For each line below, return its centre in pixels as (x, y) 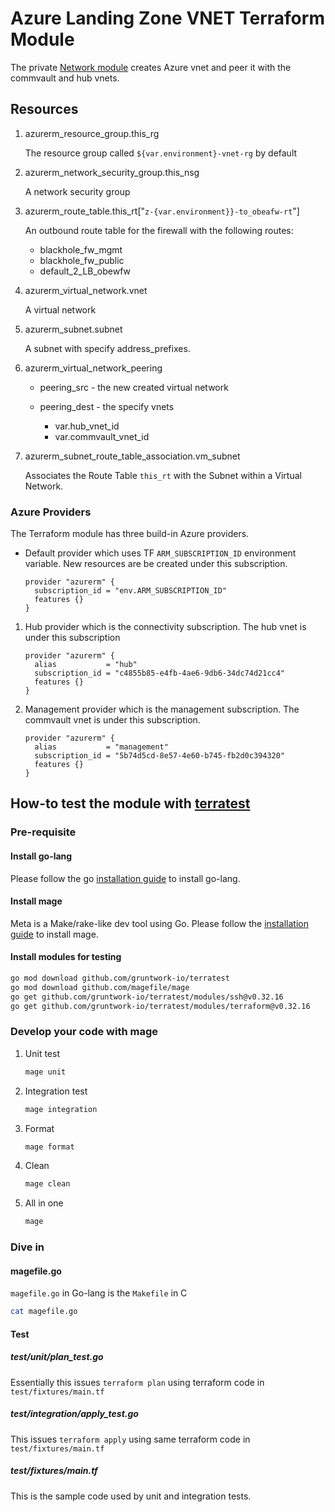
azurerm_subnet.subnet (73, 329)
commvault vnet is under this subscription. (112, 720)
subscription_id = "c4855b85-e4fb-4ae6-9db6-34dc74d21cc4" (160, 673)
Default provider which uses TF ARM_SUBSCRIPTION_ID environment (160, 553)
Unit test (42, 1053)
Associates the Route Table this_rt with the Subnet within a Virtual (163, 475)
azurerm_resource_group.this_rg (92, 133)
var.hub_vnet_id (87, 426)
